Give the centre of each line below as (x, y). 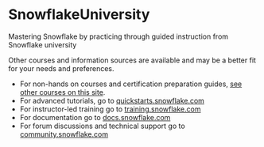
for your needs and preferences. (61, 68)
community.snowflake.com (64, 134)
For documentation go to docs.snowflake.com (95, 117)
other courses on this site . (62, 92)
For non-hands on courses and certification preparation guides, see (131, 84)
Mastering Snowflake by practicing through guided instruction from (118, 36)
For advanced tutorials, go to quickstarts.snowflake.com (112, 100)
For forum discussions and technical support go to (102, 126)
